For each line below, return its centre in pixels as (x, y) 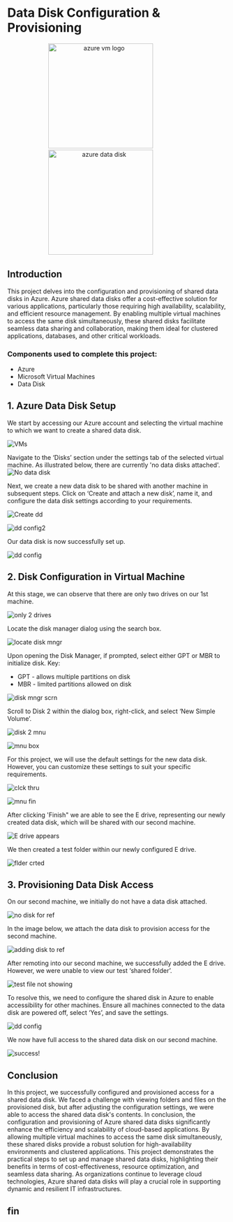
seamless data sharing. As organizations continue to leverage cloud (105, 1174)
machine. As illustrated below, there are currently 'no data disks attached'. (114, 465)
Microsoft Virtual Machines (56, 377)
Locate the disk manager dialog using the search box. (84, 628)
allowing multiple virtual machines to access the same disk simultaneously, (115, 1137)
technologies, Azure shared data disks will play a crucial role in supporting (114, 1181)
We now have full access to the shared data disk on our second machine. (112, 1040)
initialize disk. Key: (34, 663)
